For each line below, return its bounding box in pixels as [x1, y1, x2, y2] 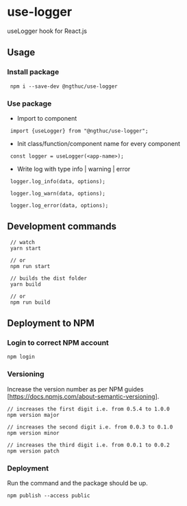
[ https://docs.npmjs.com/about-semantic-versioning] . [7, 392, 160, 400]
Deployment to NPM [7, 317, 95, 329]
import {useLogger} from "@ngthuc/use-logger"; [10, 128, 149, 134]
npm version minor [7, 429, 60, 436]
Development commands [7, 221, 117, 232]
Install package [7, 67, 60, 77]
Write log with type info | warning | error [16, 165, 131, 173]
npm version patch [7, 447, 60, 455]
